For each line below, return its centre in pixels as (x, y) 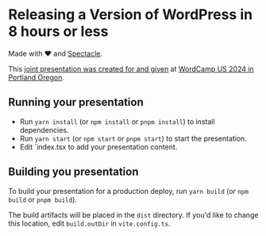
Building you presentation (73, 172)
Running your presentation (76, 102)
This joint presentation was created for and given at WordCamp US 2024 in (131, 68)
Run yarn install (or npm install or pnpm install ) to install (118, 122)
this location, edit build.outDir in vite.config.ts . (89, 223)
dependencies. (44, 130)
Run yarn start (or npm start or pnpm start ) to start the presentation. (133, 138)
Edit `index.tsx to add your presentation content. (98, 147)
